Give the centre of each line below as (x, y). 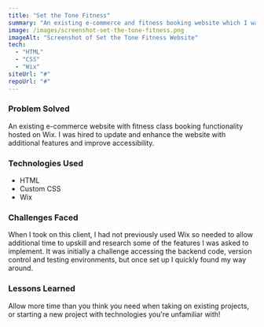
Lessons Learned (42, 288)
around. (21, 268)
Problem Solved (39, 109)
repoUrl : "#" (29, 81)
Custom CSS (40, 189)
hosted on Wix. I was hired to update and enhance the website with (117, 134)
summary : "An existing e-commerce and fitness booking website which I (128, 23)
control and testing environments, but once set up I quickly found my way (127, 260)
